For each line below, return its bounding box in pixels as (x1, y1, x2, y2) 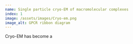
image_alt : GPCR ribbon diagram (5, 20, 70, 25)
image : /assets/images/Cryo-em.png (5, 16, 77, 21)
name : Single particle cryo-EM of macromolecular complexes (5, 7, 129, 12)
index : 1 (5, 11, 23, 16)
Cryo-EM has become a (5, 33, 52, 39)
